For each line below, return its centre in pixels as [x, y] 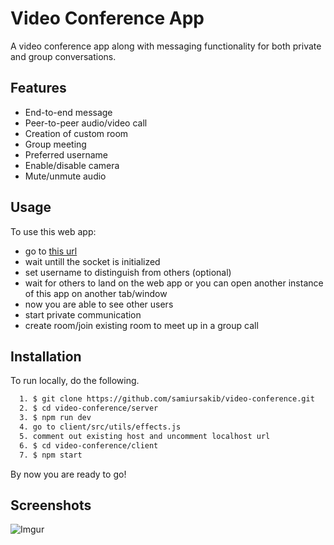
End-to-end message [68, 112]
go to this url [51, 251]
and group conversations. [63, 56]
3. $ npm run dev [55, 418]
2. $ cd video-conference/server [89, 408]
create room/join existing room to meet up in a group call [141, 325]
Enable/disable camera [72, 165]
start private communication [83, 314]
